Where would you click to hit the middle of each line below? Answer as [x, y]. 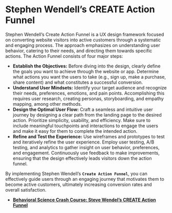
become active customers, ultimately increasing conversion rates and [79, 184]
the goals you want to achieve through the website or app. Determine [86, 71]
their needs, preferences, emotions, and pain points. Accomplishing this [89, 93]
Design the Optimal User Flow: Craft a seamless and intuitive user [83, 109]
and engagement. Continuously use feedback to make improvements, [86, 153]
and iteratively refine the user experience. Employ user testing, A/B [83, 142]
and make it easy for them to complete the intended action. [75, 131]
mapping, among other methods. [47, 104]
